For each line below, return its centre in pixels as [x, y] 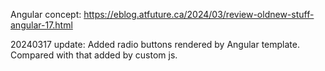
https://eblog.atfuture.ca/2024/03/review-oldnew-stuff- [199, 14]
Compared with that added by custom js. [94, 55]
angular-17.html [41, 25]
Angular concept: [46, 14]
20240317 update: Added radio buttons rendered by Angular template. [155, 44]
